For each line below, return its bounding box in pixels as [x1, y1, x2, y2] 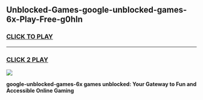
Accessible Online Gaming [6, 87, 74, 94]
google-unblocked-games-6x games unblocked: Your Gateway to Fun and [6, 80, 197, 87]
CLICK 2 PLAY [6, 55, 48, 64]
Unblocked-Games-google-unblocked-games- [6, 5, 187, 15]
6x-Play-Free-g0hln [6, 15, 83, 25]
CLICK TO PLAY [6, 33, 53, 41]
